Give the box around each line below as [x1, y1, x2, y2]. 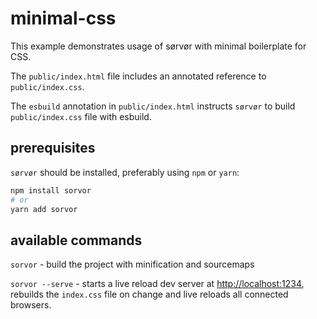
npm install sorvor [10, 185, 92, 196]
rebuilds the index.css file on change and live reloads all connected [10, 288, 289, 301]
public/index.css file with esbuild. [10, 110, 152, 122]
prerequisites [10, 140, 96, 157]
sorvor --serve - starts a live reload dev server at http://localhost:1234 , [10, 278, 305, 290]
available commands [10, 232, 143, 249]
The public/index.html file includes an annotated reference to [10, 70, 267, 82]
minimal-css [10, 7, 117, 30]
